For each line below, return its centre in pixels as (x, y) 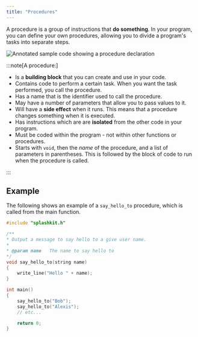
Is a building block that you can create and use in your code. (91, 77)
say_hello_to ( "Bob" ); (44, 301)
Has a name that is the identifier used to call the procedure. (88, 96)
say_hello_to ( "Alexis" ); (48, 307)
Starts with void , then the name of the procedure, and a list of (91, 147)
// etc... (29, 312)
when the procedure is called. (52, 160)
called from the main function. (44, 212)
